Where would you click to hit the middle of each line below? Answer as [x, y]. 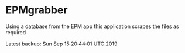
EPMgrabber [37, 10]
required [16, 32]
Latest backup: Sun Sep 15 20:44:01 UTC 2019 [61, 44]
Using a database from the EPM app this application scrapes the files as [92, 26]
